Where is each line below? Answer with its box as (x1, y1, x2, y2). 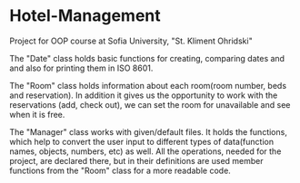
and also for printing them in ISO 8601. (9, 63, 154, 73)
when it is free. (9, 109, 65, 120)
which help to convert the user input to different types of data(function (9, 136, 275, 147)
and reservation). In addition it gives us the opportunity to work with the (9, 90, 278, 101)
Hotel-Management (9, 5, 161, 26)
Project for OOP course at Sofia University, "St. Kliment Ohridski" (9, 35, 253, 46)
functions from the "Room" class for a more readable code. (9, 165, 232, 176)
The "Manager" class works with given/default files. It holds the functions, (9, 126, 288, 137)
